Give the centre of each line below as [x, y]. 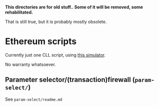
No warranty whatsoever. [31, 64]
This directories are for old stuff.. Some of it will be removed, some [74, 7]
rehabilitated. [19, 12]
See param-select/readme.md [34, 99]
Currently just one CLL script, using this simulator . [56, 55]
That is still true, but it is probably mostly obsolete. [56, 22]
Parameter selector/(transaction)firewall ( [70, 80]
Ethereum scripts [41, 42]
